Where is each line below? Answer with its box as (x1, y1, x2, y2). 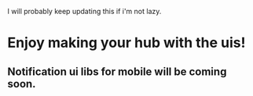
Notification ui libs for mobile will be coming (7, 65, 227, 78)
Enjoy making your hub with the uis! (7, 34, 246, 52)
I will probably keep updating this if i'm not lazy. (7, 7, 162, 16)
